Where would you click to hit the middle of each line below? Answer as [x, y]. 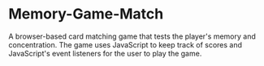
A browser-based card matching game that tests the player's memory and [132, 36]
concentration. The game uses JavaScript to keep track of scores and [125, 44]
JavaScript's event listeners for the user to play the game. [105, 53]
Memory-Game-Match [86, 14]
